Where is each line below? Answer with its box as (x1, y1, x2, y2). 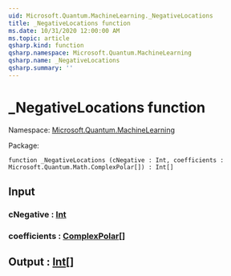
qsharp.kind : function (8, 42, 84, 50)
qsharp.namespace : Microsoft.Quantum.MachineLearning (8, 49, 192, 57)
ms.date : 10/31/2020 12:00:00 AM (8, 26, 120, 34)
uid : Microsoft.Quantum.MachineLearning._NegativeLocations (8, 11, 214, 20)
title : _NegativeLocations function (8, 19, 131, 27)
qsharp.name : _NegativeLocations (8, 57, 120, 65)
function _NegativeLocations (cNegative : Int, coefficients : (8, 156, 225, 164)
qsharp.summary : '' (8, 64, 74, 72)
